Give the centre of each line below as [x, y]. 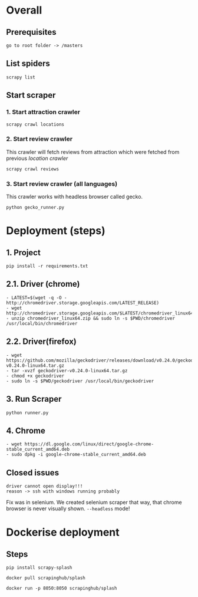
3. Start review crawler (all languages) [62, 183]
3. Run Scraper [34, 399]
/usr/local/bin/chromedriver [42, 323]
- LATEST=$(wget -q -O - [37, 298]
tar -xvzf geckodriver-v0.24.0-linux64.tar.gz [70, 370]
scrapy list [21, 77]
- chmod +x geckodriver [35, 376]
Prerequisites [31, 32]
